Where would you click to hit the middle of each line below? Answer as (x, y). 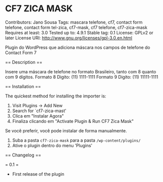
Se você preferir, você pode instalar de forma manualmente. (66, 130)
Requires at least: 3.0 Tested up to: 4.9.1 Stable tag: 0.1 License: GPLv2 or (79, 32)
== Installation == (23, 86)
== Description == (24, 62)
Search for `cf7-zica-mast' (39, 111)
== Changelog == (23, 155)
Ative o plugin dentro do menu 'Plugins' (52, 145)
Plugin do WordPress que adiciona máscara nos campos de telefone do (78, 47)
